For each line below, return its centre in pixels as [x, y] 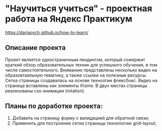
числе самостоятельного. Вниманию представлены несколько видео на [81, 70]
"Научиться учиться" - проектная [79, 9]
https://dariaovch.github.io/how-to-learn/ [47, 32]
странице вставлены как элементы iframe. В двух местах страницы [76, 86]
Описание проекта [35, 48]
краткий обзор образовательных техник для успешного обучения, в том [81, 65]
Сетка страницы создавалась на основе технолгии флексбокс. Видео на [81, 80]
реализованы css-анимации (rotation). [45, 90]
